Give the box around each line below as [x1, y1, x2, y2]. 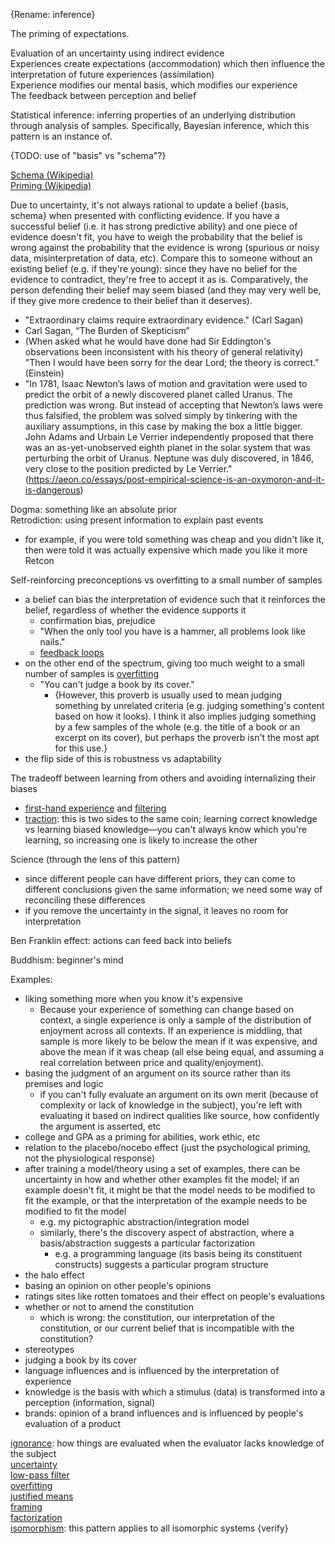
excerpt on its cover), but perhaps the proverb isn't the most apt [54, 732, 320, 743]
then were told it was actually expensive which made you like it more [24, 544, 308, 556]
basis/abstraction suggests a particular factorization [39, 1237, 255, 1249]
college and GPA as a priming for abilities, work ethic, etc [24, 1131, 261, 1143]
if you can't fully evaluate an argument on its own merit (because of [39, 1089, 319, 1100]
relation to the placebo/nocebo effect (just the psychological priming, [24, 1142, 311, 1153]
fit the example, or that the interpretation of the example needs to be [24, 1195, 308, 1206]
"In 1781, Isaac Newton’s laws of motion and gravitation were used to [24, 378, 308, 389]
